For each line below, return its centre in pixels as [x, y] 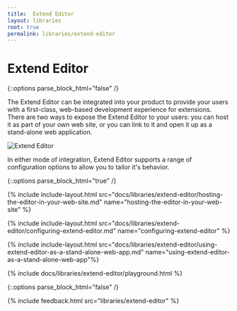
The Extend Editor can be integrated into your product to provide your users [118, 102]
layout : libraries [34, 21]
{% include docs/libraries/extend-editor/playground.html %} [95, 273]
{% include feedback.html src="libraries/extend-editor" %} [93, 301]
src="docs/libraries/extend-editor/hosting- [161, 195]
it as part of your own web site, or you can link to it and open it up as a [110, 125]
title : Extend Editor [41, 14]
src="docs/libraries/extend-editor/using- [158, 244]
